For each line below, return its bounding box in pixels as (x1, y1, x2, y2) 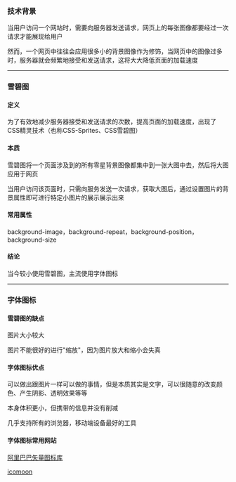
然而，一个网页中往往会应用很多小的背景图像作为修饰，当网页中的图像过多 (7, 47, 223, 56)
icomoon (7, 467, 33, 476)
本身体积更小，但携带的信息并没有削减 (7, 404, 118, 412)
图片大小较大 (7, 331, 44, 339)
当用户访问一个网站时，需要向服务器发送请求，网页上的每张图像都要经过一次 (7, 23, 229, 32)
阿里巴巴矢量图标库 (7, 453, 63, 462)
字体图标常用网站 (7, 436, 57, 444)
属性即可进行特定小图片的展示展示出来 (13, 193, 124, 202)
